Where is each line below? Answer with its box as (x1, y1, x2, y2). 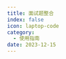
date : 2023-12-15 (7, 41, 56, 48)
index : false (7, 16, 44, 23)
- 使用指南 (13, 35, 40, 42)
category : (7, 28, 35, 36)
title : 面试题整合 (7, 9, 54, 17)
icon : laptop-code (7, 22, 59, 29)
